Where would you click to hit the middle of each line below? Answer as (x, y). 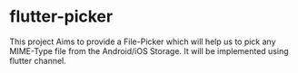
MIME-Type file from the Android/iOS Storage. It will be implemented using (149, 50)
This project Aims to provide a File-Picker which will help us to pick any (143, 41)
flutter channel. (38, 60)
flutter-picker (61, 17)
